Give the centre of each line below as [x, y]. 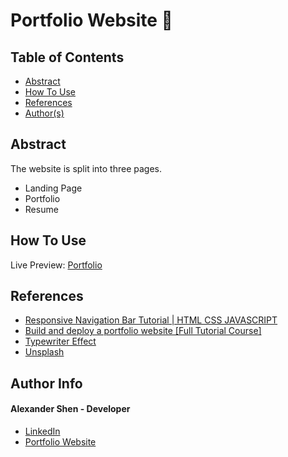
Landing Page [53, 188]
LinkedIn [42, 431]
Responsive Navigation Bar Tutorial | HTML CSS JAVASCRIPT [151, 320]
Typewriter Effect [60, 341]
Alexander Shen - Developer [70, 409]
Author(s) [44, 113]
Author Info [46, 383]
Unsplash [44, 352]
